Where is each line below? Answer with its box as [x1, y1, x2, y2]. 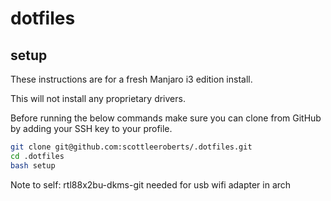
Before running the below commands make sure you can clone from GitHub [10, 112, 322, 124]
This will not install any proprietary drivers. [10, 93, 186, 104]
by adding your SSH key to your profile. [10, 123, 173, 134]
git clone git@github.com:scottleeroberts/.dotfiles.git [10, 142, 253, 152]
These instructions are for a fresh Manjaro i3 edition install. [10, 73, 253, 85]
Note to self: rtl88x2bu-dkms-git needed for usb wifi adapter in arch [10, 178, 292, 191]
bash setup [10, 160, 56, 171]
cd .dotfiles [10, 151, 65, 161]
